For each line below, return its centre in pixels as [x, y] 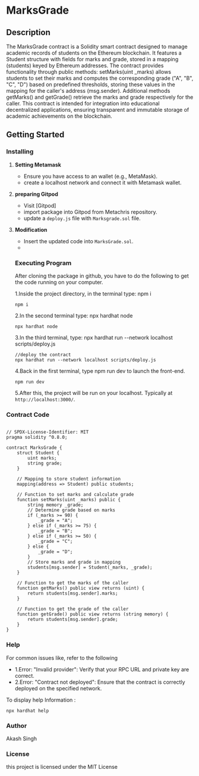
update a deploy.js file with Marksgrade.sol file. [82, 218]
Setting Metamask [38, 165]
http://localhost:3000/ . [45, 399]
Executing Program [43, 263]
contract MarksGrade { [34, 448]
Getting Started [35, 135]
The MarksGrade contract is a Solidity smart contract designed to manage [97, 46]
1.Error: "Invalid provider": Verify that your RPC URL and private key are [102, 669]
